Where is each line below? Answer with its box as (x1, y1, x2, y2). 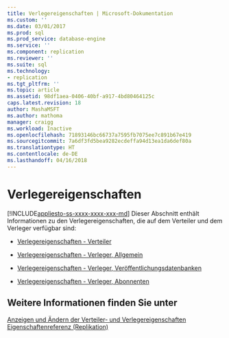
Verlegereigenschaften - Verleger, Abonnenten (16, 277, 149, 285)
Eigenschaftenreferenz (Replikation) (7, 322, 108, 330)
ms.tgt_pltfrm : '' (7, 80, 60, 87)
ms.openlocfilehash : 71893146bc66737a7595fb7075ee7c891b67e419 (7, 131, 192, 138)
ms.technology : (7, 67, 51, 74)
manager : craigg (7, 118, 53, 126)
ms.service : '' (7, 42, 51, 49)
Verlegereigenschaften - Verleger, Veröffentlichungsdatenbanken (16, 264, 202, 272)
